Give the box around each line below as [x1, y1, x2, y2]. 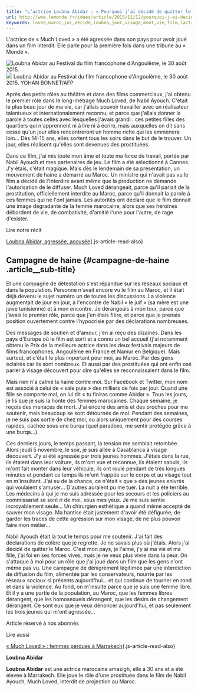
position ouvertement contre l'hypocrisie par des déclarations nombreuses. [6, 318, 189, 325]
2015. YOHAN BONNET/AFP [6, 79, 74, 86]
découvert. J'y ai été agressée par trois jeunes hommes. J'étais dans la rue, [6, 452, 190, 459]
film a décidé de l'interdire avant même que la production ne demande [6, 178, 177, 185]
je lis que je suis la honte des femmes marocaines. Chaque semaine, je [6, 397, 178, 405]
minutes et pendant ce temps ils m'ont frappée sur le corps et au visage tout [6, 471, 192, 478]
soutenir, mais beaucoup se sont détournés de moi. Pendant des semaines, [6, 410, 189, 417]
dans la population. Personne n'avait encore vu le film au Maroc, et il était [6, 286, 184, 294]
